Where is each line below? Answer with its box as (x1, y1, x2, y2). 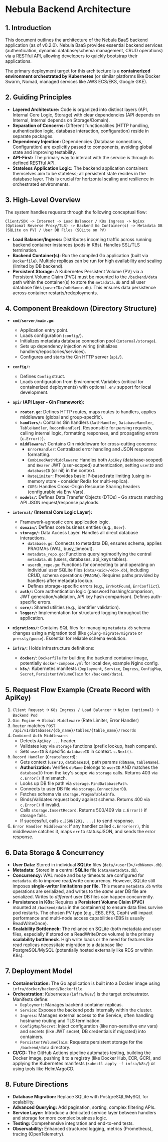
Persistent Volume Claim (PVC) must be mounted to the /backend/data (12, 274, 157, 280)
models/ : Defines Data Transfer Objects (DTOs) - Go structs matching (20, 494, 163, 500)
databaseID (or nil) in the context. (27, 468, 96, 474)
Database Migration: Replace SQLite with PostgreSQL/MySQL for (12, 1093, 149, 1099)
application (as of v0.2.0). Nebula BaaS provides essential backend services (5, 42, 163, 48)
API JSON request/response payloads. (20, 500, 100, 506)
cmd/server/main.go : (12, 317, 55, 323)
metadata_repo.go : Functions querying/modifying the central (27, 551, 152, 557)
